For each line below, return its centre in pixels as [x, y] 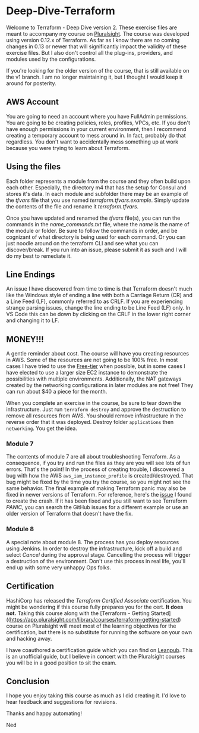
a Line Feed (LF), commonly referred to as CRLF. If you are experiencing [94, 301]
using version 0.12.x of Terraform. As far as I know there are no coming [93, 40]
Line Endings [31, 274]
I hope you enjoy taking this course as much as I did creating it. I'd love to [96, 695]
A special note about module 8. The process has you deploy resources [93, 542]
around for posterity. [31, 83]
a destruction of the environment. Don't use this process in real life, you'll [96, 561]
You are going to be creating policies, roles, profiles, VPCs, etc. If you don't [98, 123]
